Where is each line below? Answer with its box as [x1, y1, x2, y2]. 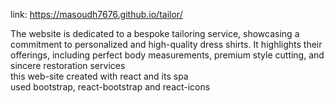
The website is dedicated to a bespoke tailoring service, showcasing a [10, 28, 300, 39]
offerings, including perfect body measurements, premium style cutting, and [10, 49, 325, 61]
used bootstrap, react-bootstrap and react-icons [10, 81, 211, 93]
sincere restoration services [10, 60, 126, 71]
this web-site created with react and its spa [10, 70, 189, 82]
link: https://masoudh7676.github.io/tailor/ [10, 9, 183, 20]
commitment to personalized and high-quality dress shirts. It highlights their [10, 39, 323, 50]
